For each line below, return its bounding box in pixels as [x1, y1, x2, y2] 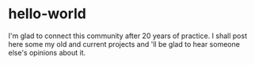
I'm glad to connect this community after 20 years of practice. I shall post [8, 31, 248, 40]
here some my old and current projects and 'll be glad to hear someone [8, 39, 240, 48]
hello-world [8, 5, 87, 23]
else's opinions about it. [8, 48, 86, 57]
